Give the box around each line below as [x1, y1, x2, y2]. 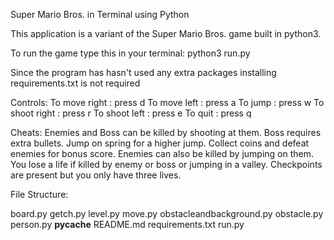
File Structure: [10, 189, 69, 200]
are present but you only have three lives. [10, 169, 182, 181]
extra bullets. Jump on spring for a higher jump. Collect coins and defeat [10, 137, 310, 149]
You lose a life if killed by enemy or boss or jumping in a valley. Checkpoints [10, 159, 323, 170]
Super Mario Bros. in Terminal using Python [10, 9, 190, 20]
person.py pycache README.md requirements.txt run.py [10, 219, 245, 230]
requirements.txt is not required [10, 77, 141, 89]
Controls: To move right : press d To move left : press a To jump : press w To [10, 97, 325, 108]
